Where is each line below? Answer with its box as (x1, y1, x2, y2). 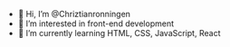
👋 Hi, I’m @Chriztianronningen (17, 9, 131, 19)
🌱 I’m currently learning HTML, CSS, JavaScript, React (17, 28, 221, 38)
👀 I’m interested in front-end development (17, 18, 175, 29)
